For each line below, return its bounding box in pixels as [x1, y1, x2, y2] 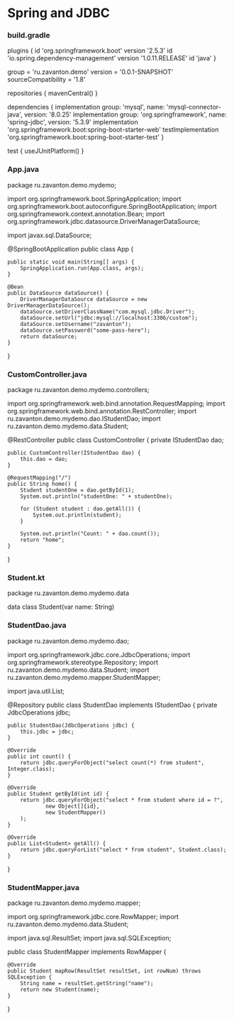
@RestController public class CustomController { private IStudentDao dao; [7, 435, 224, 445]
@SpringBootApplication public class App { [7, 244, 134, 253]
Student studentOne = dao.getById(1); [20, 487, 135, 494]
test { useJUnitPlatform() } [7, 147, 84, 156]
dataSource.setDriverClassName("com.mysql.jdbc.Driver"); [20, 308, 195, 315]
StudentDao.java [7, 620, 67, 630]
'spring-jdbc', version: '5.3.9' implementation [7, 118, 138, 126]
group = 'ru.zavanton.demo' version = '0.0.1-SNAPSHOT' [7, 67, 174, 76]
